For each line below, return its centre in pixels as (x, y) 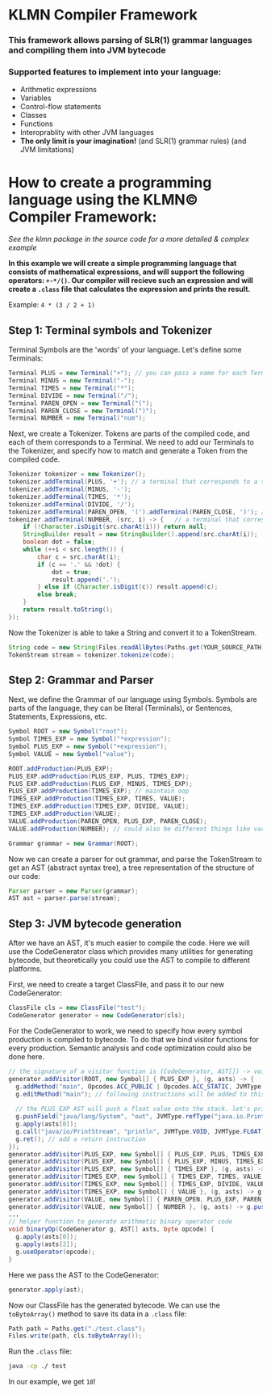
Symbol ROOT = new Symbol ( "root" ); (68, 732)
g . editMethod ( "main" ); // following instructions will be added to (131, 1094)
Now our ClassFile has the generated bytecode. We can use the (114, 1305)
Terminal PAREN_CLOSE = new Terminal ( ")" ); (83, 411)
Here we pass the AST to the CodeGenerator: (84, 1274)
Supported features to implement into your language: (115, 72)
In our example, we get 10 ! (52, 1382)
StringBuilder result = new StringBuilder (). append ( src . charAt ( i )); (140, 534)
